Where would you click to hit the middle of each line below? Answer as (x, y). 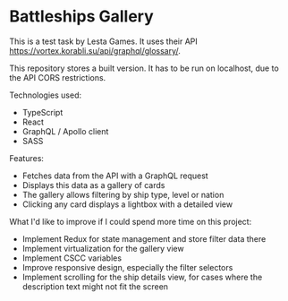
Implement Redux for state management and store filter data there (144, 238)
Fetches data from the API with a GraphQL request (115, 176)
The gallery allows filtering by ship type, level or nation (123, 194)
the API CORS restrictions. (58, 77)
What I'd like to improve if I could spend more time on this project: (131, 221)
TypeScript (42, 112)
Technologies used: (46, 95)
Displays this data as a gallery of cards (93, 185)
